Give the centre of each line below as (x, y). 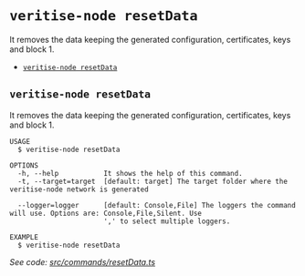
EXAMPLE (24, 237)
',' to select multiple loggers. (167, 221)
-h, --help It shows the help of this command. (131, 173)
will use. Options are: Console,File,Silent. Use (106, 213)
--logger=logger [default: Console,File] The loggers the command (157, 205)
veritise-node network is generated (79, 189)
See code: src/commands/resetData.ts (83, 261)
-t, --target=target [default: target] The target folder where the (152, 181)
